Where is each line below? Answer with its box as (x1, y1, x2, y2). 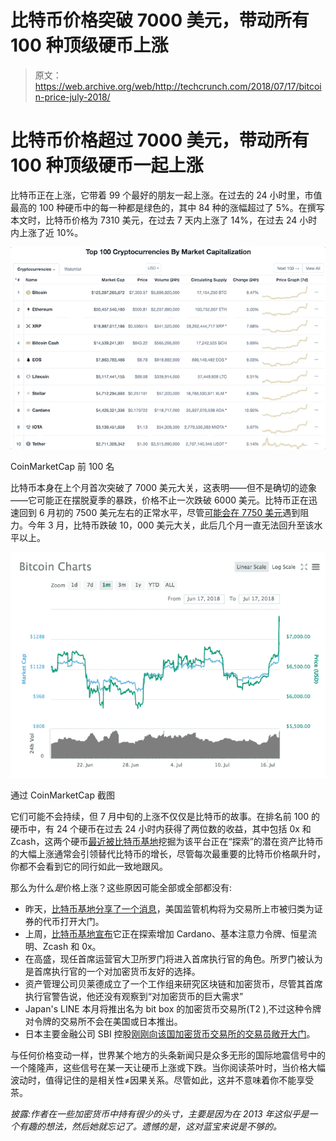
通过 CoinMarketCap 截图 (10, 789, 115, 801)
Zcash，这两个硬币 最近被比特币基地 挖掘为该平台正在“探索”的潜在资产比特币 (10, 836, 324, 848)
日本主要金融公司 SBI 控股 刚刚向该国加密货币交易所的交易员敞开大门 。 (24, 1028, 316, 1040)
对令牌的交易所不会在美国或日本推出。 (24, 1016, 183, 1028)
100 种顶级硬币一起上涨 (10, 154, 204, 177)
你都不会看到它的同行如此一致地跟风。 (10, 861, 168, 873)
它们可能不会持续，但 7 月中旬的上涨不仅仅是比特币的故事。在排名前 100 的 (10, 811, 321, 823)
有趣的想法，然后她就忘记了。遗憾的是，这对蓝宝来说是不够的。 (18, 1121, 282, 1133)
